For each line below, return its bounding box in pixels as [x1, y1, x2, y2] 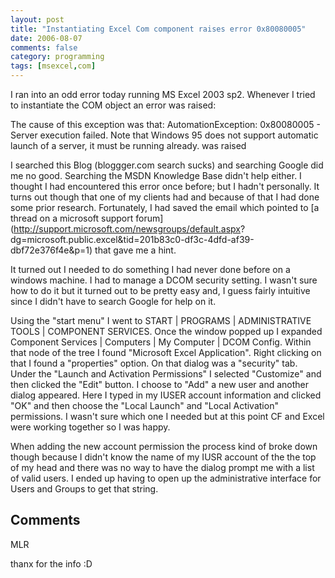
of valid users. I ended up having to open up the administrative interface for [10, 472, 322, 484]
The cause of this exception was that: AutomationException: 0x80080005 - [10, 119, 321, 130]
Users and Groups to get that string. [10, 483, 159, 495]
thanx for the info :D [10, 557, 93, 570]
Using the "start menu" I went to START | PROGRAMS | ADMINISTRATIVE [10, 315, 312, 326]
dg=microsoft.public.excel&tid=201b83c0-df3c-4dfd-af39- [10, 234, 255, 245]
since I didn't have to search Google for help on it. [10, 296, 217, 307]
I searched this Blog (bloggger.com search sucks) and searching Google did [10, 159, 324, 171]
